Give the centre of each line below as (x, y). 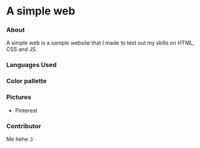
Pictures (19, 97)
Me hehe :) (20, 139)
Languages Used (32, 65)
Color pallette (27, 81)
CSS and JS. (22, 49)
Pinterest (26, 110)
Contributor (24, 126)
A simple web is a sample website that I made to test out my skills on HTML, (100, 43)
